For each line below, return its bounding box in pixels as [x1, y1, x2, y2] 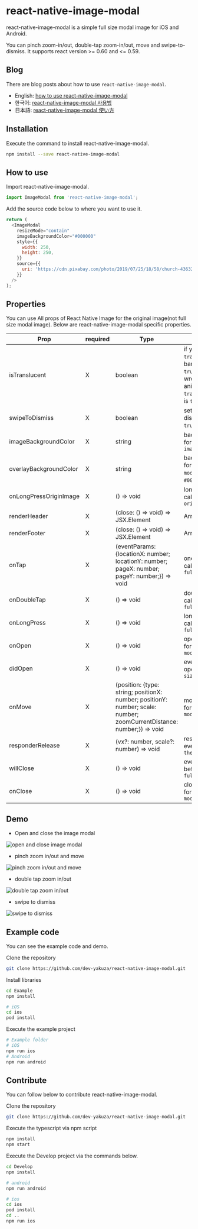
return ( [6, 217, 28, 223]
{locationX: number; [115, 550, 170, 558]
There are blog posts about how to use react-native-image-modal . [6, 80, 167, 88]
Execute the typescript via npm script [6, 1125, 97, 1132]
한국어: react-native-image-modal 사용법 [14, 99, 112, 106]
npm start [6, 1141, 31, 1148]
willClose [9, 764, 34, 772]
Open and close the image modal [14, 830, 95, 837]
